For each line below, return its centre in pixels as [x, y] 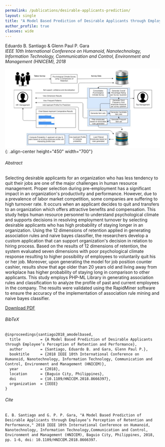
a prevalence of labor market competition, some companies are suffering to [82, 199]
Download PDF [20, 308]
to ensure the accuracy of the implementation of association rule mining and [82, 293]
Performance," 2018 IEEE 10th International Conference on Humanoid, [78, 425]
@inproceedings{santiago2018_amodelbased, [49, 335]
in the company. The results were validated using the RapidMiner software [80, 288]
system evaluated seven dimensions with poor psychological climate [74, 251]
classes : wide [20, 31]
